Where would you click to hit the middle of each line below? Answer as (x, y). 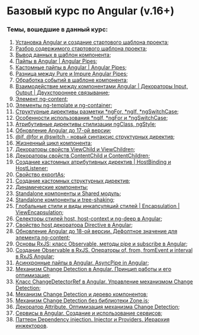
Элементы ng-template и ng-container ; (64, 106)
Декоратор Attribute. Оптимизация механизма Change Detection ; (97, 307)
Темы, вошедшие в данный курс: (57, 30)
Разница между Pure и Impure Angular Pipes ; (71, 74)
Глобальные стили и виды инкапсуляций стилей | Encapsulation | (97, 206)
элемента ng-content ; (43, 238)
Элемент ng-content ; (42, 99)
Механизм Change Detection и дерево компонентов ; (81, 294)
